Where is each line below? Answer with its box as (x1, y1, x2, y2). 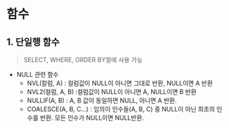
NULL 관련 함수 (16, 71, 59, 78)
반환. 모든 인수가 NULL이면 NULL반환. (40, 113, 144, 122)
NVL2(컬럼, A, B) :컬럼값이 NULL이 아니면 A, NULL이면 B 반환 (26, 88, 197, 95)
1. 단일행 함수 (6, 36, 60, 48)
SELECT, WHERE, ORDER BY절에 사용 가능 (23, 56, 143, 64)
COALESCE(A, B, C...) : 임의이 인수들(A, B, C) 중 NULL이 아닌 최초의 (26, 105, 215, 113)
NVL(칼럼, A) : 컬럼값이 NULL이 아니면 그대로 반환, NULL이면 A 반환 (26, 79, 213, 87)
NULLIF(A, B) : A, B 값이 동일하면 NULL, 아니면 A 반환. (26, 96, 177, 104)
